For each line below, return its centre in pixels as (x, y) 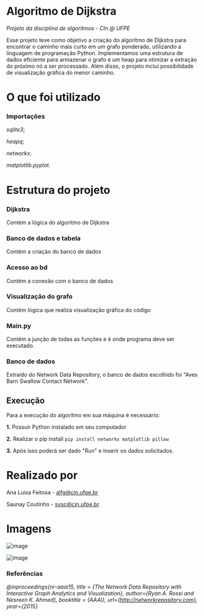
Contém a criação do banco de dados (54, 251)
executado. (20, 346)
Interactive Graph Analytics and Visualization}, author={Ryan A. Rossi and (100, 593)
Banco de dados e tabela (44, 238)
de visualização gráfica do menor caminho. (61, 72)
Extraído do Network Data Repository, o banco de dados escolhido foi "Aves (102, 375)
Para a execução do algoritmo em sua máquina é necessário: (83, 415)
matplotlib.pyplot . (28, 165)
